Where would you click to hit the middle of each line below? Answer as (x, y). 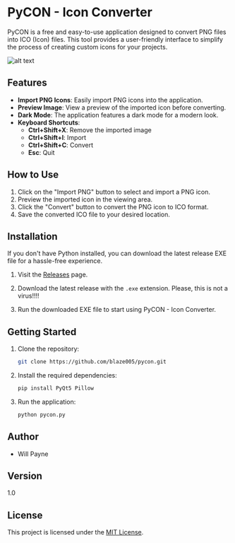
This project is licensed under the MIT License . (76, 532)
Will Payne (33, 454)
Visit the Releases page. (53, 275)
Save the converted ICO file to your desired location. (94, 214)
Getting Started (42, 332)
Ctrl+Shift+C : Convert (61, 145)
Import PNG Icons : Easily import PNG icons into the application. (110, 100)
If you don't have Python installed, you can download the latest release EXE (117, 253)
